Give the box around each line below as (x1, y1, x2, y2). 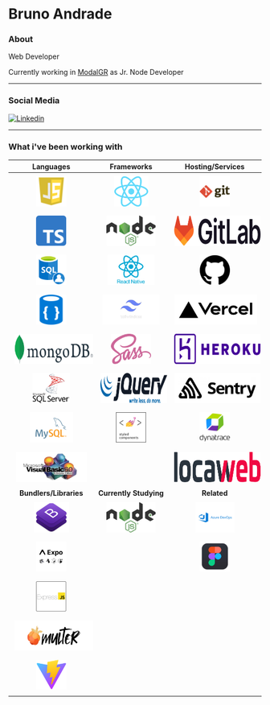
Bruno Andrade (8, 5, 112, 23)
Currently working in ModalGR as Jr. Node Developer (8, 68, 184, 77)
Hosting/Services (184, 162, 245, 171)
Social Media (8, 95, 60, 106)
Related (202, 488, 228, 497)
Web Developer (8, 52, 60, 61)
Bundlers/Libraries (18, 488, 84, 497)
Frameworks (109, 162, 153, 171)
